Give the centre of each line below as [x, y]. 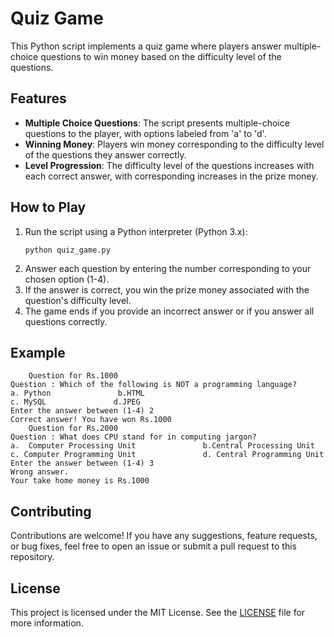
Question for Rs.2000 [73, 428]
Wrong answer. [40, 472]
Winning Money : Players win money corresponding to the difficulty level [174, 144]
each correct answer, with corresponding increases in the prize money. [171, 176]
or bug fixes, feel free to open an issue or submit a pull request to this [153, 546]
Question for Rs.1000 [73, 376]
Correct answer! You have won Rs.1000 [91, 420]
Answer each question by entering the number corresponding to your [168, 268]
